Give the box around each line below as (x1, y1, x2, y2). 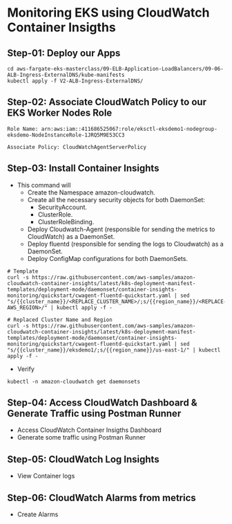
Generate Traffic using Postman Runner (7, 408, 182, 419)
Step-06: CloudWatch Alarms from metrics (7, 491, 197, 503)
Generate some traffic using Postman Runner (17, 433, 146, 442)
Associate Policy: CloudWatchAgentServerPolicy (7, 143, 147, 150)
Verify (17, 365, 35, 373)
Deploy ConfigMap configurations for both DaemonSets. (27, 254, 188, 262)
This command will (17, 181, 71, 189)
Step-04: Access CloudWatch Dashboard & (7, 397, 198, 409)
